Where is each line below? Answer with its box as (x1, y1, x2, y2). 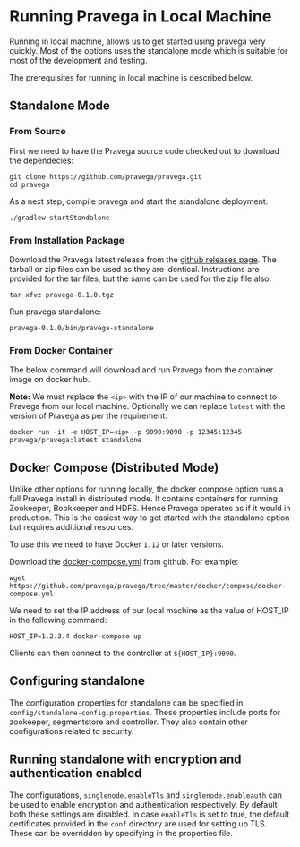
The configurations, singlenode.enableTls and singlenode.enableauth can (9, 790, 282, 800)
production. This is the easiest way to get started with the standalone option (9, 512, 290, 523)
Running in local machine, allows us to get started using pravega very (9, 36, 266, 47)
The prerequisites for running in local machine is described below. (9, 72, 253, 82)
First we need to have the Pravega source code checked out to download (9, 145, 280, 156)
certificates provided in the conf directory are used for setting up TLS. (9, 817, 268, 829)
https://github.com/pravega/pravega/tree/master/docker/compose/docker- (9, 582, 287, 591)
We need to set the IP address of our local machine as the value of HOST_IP (9, 605, 289, 616)
